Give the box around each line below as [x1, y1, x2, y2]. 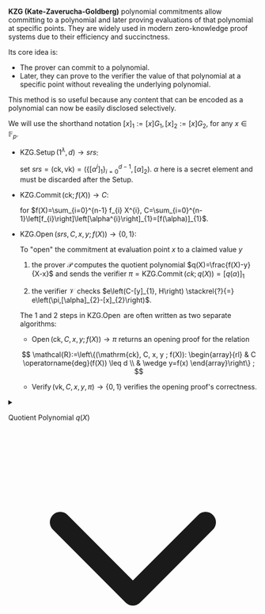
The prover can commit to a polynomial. [19, 63, 150, 72]
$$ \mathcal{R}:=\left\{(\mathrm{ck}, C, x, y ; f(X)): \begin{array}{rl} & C [21, 349, 256, 359]
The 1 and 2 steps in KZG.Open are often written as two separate [19, 310, 232, 320]
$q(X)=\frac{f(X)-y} [187, 259, 251, 269]
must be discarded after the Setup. [19, 175, 134, 184]
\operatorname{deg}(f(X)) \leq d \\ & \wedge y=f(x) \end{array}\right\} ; [22, 358, 256, 367]
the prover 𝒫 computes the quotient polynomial [31, 259, 186, 269]
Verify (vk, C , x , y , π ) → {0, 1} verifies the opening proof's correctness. [31, 382, 257, 391]
